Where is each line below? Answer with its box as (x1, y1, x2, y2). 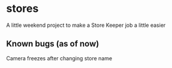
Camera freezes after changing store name (6, 54, 113, 61)
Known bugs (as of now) (6, 39, 99, 49)
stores (6, 2, 39, 16)
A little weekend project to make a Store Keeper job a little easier (6, 21, 166, 29)
